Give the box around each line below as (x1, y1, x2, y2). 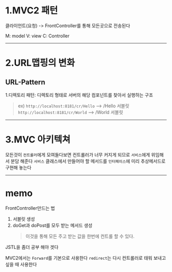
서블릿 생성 (12, 216, 35, 222)
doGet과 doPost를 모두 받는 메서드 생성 (12, 222, 93, 228)
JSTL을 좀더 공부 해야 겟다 (5, 244, 59, 250)
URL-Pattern (5, 78, 46, 86)
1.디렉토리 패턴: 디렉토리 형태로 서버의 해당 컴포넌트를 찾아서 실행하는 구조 (5, 92, 154, 98)
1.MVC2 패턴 (5, 5, 58, 16)
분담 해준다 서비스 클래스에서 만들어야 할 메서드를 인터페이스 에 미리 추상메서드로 (10, 158, 166, 164)
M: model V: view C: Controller (5, 33, 70, 39)
